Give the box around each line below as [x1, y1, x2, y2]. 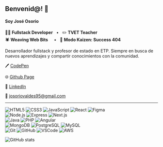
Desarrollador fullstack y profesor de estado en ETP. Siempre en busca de [5, 48, 154, 54]
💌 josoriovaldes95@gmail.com [5, 93, 66, 99]
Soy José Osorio [5, 18, 39, 24]
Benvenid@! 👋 [5, 5, 49, 13]
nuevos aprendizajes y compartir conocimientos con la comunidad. [5, 53, 139, 59]
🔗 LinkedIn [5, 83, 26, 89]
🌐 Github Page [5, 73, 35, 80]
